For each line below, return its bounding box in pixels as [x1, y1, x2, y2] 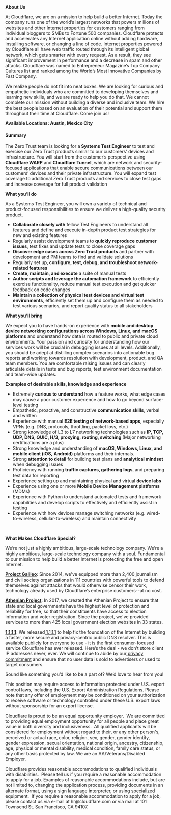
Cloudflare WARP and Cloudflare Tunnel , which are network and [5, 160, 142, 166]
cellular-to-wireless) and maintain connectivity [39, 516, 136, 522]
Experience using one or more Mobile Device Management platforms [12, 483, 160, 489]
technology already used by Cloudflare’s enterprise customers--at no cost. [5, 588, 162, 594]
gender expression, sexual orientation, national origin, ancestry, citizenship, [5, 740, 164, 746]
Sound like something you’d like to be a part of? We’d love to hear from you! [5, 671, 164, 677]
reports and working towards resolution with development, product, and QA [5, 355, 164, 361]
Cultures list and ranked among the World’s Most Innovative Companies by [5, 68, 162, 74]
